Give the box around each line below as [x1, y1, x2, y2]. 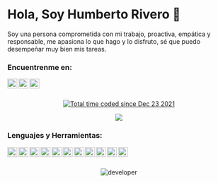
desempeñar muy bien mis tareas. [7, 45, 107, 53]
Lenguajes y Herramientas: [7, 131, 103, 141]
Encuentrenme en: [7, 62, 72, 72]
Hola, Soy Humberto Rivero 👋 [7, 6, 181, 23]
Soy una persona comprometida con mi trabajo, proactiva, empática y [7, 30, 211, 38]
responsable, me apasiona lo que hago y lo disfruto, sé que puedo [7, 37, 200, 45]
